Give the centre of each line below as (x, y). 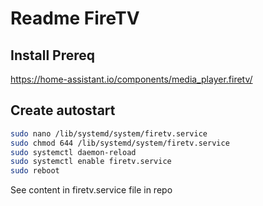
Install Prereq (53, 55)
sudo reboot (35, 171)
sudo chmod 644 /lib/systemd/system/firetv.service (120, 143)
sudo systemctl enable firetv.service (91, 162)
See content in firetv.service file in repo (91, 190)
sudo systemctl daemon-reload (73, 152)
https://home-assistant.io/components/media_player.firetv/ (131, 79)
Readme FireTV (75, 18)
